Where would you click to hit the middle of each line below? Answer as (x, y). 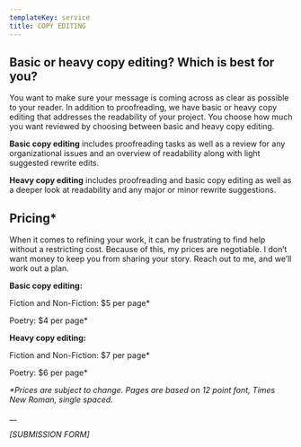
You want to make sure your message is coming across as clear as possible (149, 98)
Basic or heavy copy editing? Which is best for (142, 62)
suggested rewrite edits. (54, 163)
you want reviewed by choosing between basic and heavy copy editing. (142, 127)
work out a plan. (39, 268)
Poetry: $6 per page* (49, 372)
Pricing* (33, 218)
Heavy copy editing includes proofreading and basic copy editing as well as (150, 180)
